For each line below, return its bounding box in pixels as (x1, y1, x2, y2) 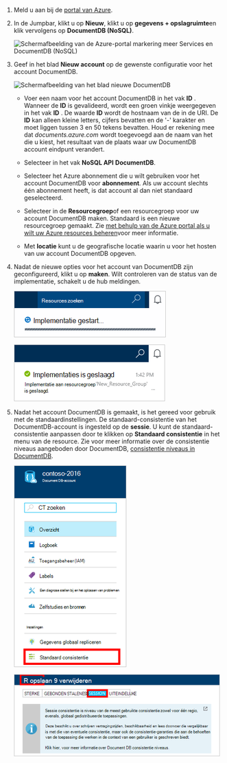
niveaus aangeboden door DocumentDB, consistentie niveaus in (13, 445, 195, 452)
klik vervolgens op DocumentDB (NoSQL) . (13, 27, 134, 34)
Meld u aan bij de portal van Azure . (13, 6, 113, 14)
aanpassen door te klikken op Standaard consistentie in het (49, 430, 220, 438)
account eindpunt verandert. (23, 145, 105, 153)
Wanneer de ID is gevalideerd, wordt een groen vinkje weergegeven (23, 102, 216, 109)
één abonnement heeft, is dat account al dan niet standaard (23, 187, 193, 194)
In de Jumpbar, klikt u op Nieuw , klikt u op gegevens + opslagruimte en (13, 19, 217, 27)
